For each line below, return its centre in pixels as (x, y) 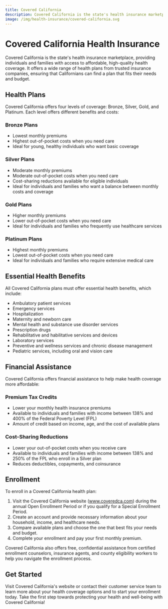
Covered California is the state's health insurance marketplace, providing (80, 57)
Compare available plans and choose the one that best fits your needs (85, 527)
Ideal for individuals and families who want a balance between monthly (85, 186)
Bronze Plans (21, 125)
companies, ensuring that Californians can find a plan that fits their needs (81, 73)
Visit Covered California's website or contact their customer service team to (83, 586)
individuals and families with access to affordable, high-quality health (77, 63)
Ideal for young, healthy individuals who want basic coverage (75, 146)
